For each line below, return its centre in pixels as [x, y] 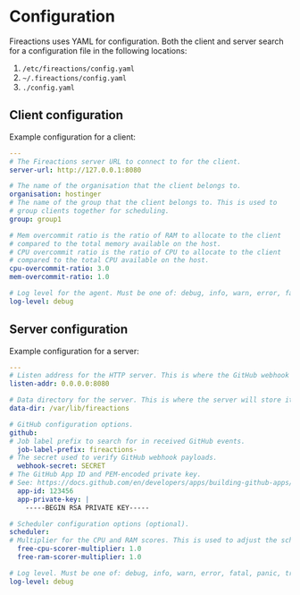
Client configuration [66, 115]
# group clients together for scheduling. [89, 211]
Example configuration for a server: [75, 351]
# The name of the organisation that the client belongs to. [125, 186]
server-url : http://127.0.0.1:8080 [75, 170]
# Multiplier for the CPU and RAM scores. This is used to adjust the [143, 540]
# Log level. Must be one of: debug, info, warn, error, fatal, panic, [145, 573]
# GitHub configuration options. [71, 424]
